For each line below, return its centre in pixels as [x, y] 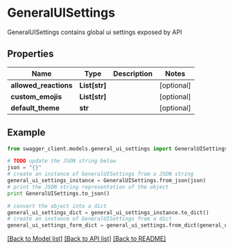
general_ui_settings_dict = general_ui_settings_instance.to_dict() [108, 212]
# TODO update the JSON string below [62, 161]
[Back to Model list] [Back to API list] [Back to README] [87, 239]
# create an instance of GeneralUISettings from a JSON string [101, 174]
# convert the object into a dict [57, 206]
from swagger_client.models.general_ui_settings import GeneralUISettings [118, 148]
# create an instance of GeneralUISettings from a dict [89, 219]
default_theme [35, 108]
